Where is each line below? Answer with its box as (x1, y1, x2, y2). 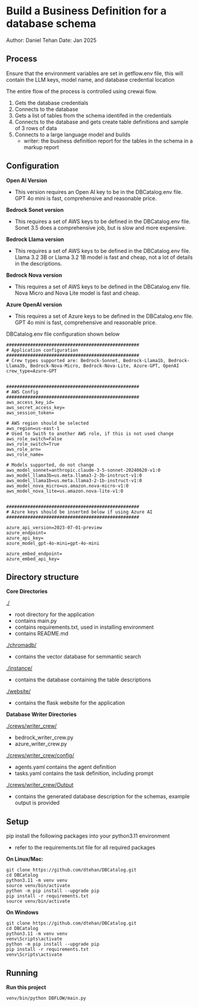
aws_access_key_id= (6, 399, 55, 405)
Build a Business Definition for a (6, 4, 167, 18)
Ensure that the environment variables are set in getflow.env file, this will (6, 70, 184, 77)
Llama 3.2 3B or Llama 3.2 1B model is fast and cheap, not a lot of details (14, 254, 193, 261)
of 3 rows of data (14, 124, 58, 132)
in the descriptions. (14, 260, 62, 267)
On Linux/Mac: (6, 855, 43, 863)
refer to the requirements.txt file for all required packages (14, 844, 156, 851)
